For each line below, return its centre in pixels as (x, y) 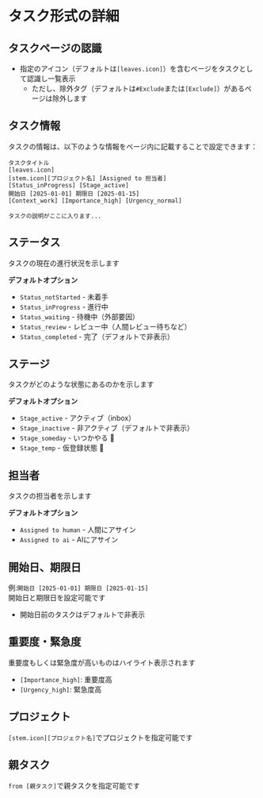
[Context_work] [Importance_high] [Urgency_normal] (95, 200)
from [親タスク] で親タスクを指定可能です (74, 785)
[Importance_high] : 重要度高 (66, 679)
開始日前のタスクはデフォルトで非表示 (82, 615)
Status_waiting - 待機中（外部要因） (80, 316)
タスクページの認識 (55, 48)
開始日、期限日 (45, 567)
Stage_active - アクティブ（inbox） (78, 418)
